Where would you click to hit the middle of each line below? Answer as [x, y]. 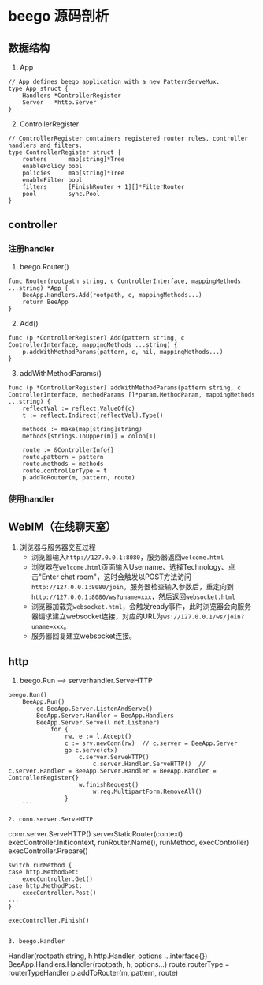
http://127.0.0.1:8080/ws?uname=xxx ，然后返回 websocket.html [133, 596]
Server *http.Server [59, 103]
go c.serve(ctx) [91, 750]
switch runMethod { [40, 866]
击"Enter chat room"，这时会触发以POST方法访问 [111, 577]
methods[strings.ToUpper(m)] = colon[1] [89, 436]
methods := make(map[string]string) [83, 429]
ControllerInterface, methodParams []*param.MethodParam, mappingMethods [132, 395]
